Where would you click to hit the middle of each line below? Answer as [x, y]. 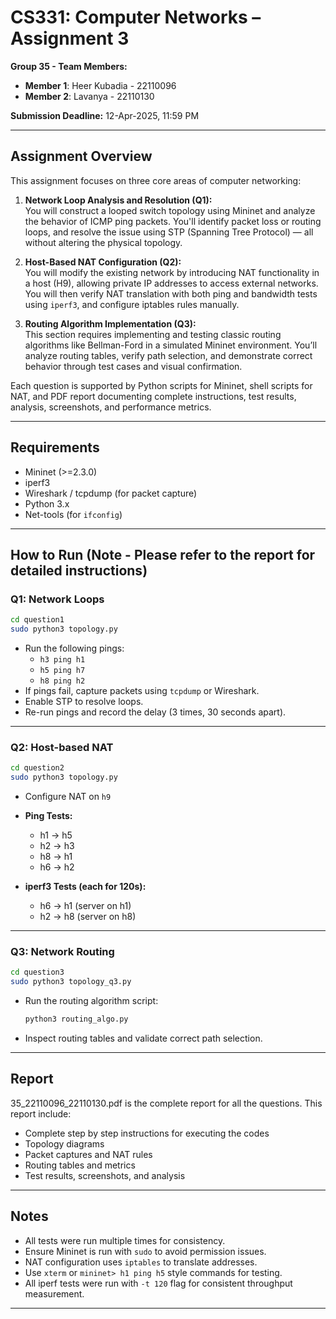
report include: [41, 1113]
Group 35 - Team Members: [69, 66]
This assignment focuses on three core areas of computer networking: [156, 180]
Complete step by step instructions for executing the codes [147, 1133]
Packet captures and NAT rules [88, 1154]
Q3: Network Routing [62, 951]
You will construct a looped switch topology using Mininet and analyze [170, 210]
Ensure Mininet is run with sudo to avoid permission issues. [145, 1251]
